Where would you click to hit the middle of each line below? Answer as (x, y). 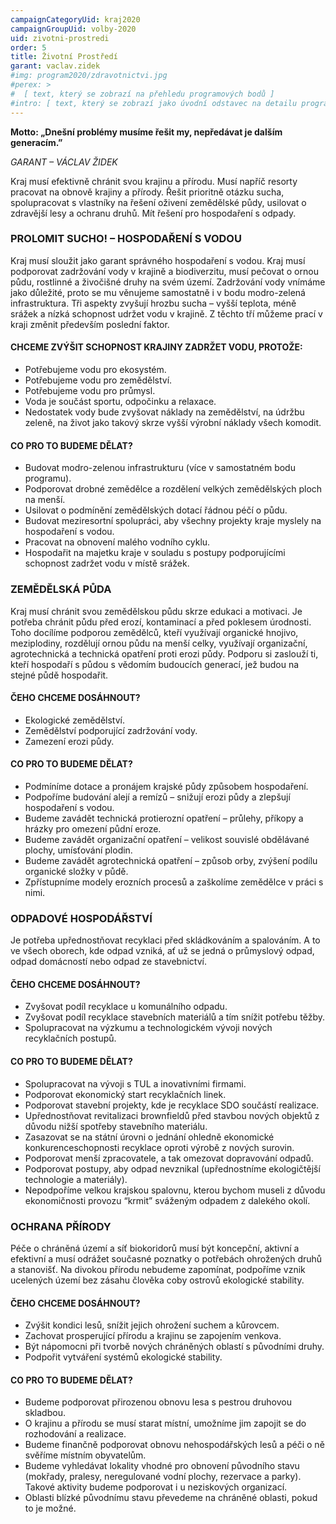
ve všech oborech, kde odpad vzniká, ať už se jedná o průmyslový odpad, (162, 951)
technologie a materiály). (76, 1179)
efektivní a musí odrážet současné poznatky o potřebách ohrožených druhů (166, 1258)
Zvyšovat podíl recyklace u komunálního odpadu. (126, 1007)
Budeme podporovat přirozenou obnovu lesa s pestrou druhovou (158, 1402)
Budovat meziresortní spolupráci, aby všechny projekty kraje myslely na (173, 521)
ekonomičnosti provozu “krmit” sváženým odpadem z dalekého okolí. (167, 1200)
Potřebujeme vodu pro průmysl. (90, 390)
